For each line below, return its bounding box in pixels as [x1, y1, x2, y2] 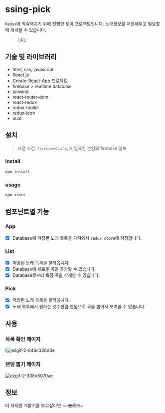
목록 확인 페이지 [5, 335, 41, 342]
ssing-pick [5, 4, 51, 15]
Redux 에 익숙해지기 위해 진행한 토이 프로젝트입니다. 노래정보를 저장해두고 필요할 [5, 21, 161, 27]
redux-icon [12, 110, 35, 116]
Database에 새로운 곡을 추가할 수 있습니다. [12, 266, 96, 272]
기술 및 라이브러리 [5, 53, 57, 61]
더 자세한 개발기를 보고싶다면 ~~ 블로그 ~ [5, 402, 83, 408]
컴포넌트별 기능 [5, 208, 49, 216]
